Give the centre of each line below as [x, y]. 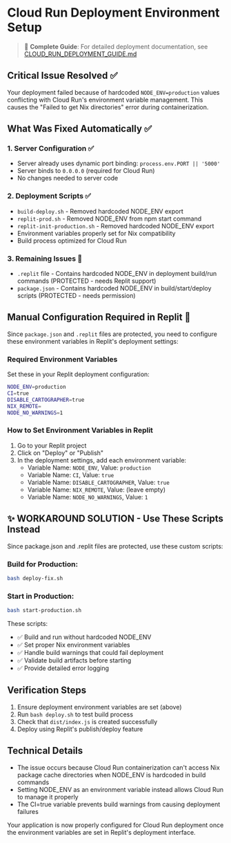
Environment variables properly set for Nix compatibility [96, 233]
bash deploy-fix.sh [35, 578]
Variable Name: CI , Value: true [71, 474]
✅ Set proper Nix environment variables [73, 645]
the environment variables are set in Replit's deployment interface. [101, 832]
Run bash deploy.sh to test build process [75, 714]
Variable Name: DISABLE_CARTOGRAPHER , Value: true [99, 482]
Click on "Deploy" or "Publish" [60, 453]
